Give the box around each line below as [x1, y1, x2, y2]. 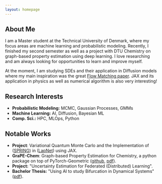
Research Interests [5, 92, 63, 100]
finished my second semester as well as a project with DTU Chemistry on [5, 48, 151, 54]
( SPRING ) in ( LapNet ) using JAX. [12, 148, 77, 153]
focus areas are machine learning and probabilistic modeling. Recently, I [5, 43, 149, 49]
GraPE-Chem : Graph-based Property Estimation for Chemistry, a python [12, 153, 157, 159]
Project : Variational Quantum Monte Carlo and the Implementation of [12, 143, 149, 149]
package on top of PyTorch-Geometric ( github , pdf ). [12, 158, 117, 164]
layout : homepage [5, 7, 40, 12]
